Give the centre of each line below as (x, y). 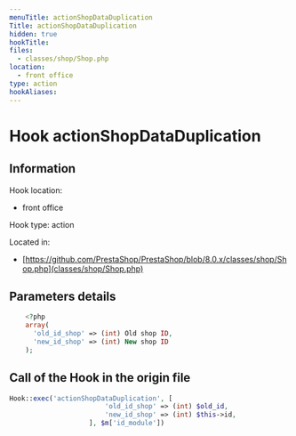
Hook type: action (42, 224)
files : (21, 51)
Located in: (30, 242)
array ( (37, 326)
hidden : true (33, 34)
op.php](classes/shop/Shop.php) (83, 269)
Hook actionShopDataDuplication (135, 136)
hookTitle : (29, 42)
